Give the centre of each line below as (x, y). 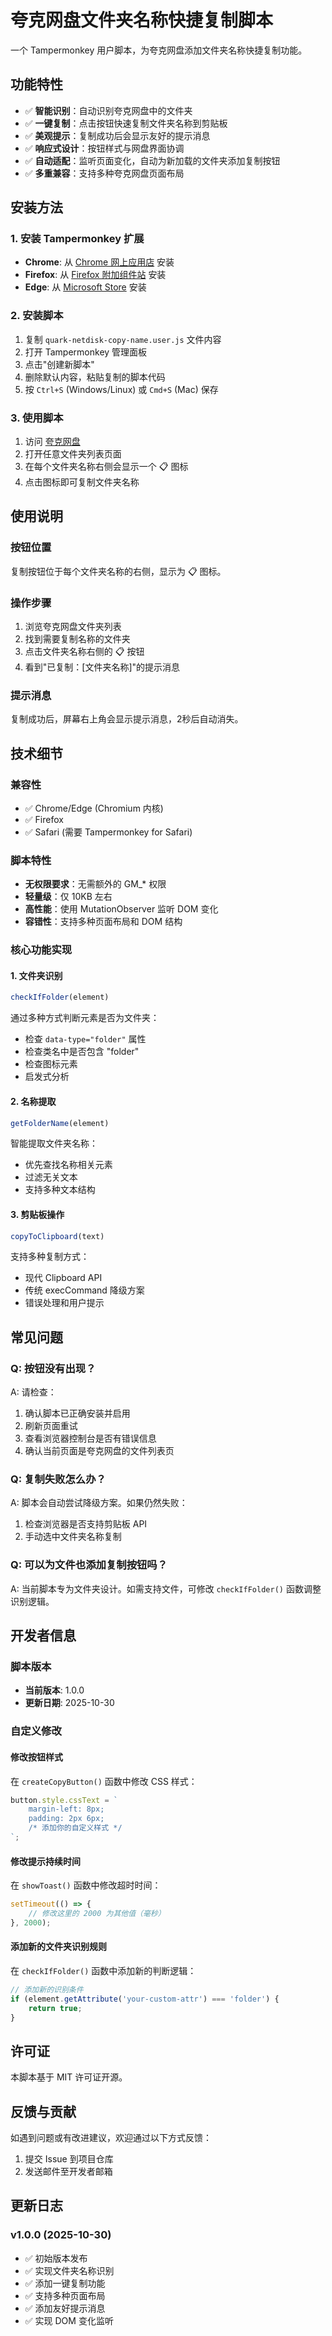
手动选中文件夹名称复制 (73, 1537)
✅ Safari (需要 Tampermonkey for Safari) (108, 832)
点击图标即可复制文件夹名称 (82, 482)
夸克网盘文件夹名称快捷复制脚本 (142, 20)
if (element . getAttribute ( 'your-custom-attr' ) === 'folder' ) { (145, 1999)
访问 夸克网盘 (52, 442)
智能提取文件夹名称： (54, 1143)
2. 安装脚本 (37, 316)
